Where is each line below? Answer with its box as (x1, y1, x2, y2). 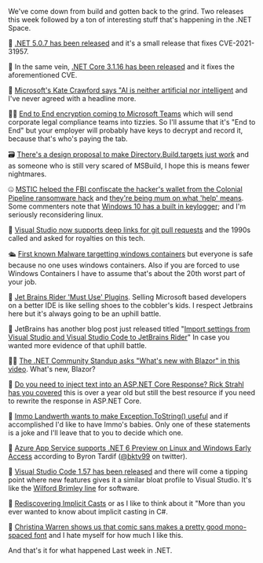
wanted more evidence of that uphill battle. (8, 341, 148, 350)
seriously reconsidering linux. (8, 210, 104, 219)
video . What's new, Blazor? (8, 365, 96, 373)
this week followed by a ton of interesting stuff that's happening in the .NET (8, 15, 253, 24)
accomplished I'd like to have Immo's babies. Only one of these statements (8, 420, 251, 429)
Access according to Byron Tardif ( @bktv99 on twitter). (8, 452, 188, 461)
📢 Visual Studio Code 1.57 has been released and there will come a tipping (8, 467, 248, 476)
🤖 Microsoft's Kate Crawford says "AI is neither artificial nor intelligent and (8, 85, 248, 95)
